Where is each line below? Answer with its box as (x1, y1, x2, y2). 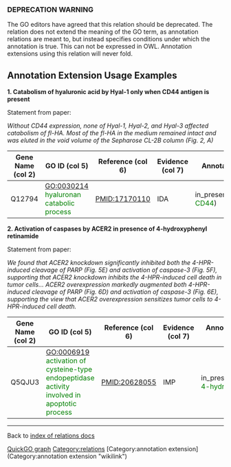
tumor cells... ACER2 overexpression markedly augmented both (7, 280, 187, 289)
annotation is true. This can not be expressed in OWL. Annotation (7, 43, 192, 51)
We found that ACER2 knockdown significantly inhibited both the (7, 259, 191, 267)
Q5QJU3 (10, 378, 40, 387)
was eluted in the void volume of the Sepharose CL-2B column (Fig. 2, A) (7, 136, 214, 145)
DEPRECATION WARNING (7, 5, 94, 14)
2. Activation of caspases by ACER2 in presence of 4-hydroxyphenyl (7, 225, 208, 233)
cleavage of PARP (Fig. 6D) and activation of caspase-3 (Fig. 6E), (32, 288, 219, 296)
